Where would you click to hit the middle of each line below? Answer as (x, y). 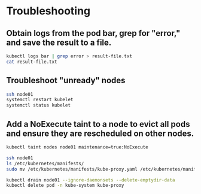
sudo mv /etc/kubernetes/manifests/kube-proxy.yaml (72, 169)
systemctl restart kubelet (40, 100)
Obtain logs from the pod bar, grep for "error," (93, 33)
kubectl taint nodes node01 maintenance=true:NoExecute (77, 147)
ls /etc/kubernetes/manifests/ (45, 163)
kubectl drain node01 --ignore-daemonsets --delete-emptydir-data (91, 180)
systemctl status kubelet (38, 105)
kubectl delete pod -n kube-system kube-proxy (65, 186)
